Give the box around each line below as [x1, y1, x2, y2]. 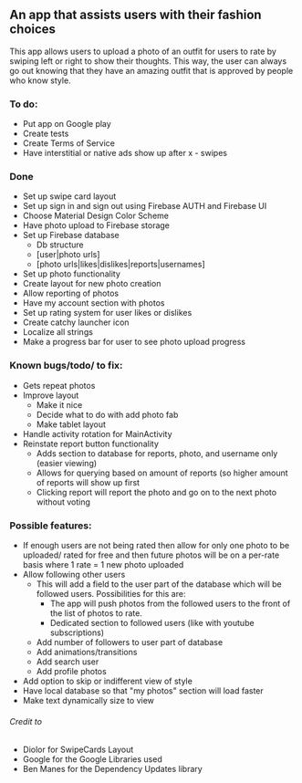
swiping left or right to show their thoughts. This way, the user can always [9, 55, 287, 67]
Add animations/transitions [36, 647, 138, 657]
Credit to [9, 715, 43, 726]
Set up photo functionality [22, 268, 120, 279]
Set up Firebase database [22, 230, 120, 241]
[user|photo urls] [36, 249, 100, 260]
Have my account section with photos [22, 298, 165, 308]
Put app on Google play [22, 119, 111, 130]
